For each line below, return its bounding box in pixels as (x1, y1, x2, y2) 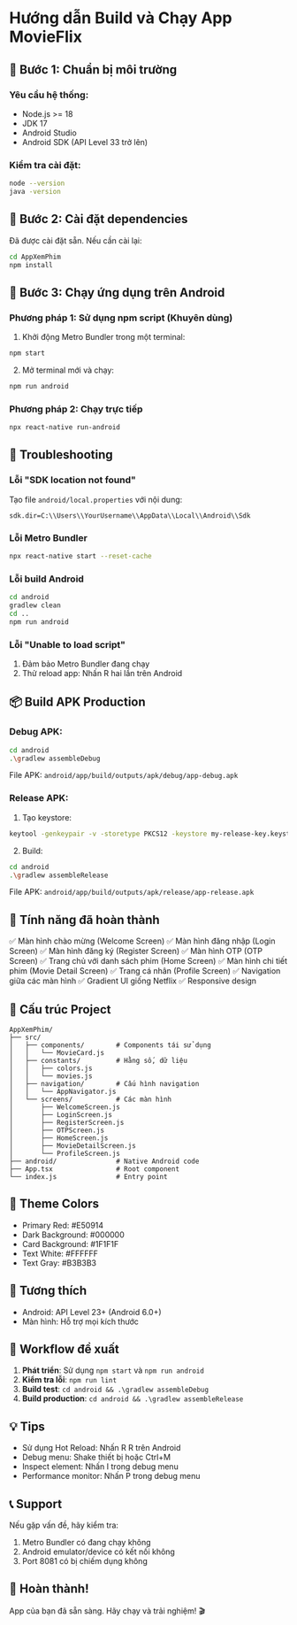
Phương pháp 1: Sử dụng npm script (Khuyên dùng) (9, 312, 233, 324)
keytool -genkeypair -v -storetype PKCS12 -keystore (9, 829, 208, 838)
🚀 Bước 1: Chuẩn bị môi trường (9, 62, 178, 77)
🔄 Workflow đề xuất (9, 1342, 119, 1357)
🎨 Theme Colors (9, 1197, 100, 1212)
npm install (9, 260, 53, 269)
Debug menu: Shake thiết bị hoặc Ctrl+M (21, 1452, 171, 1463)
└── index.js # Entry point (9, 1173, 168, 1182)
